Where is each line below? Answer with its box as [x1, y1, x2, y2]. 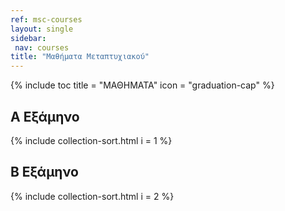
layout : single [10, 24, 74, 34]
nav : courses [14, 42, 70, 53]
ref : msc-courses [10, 14, 83, 25]
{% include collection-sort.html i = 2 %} [10, 190, 175, 202]
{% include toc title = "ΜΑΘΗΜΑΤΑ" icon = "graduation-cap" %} [10, 79, 275, 91]
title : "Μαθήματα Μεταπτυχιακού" [10, 52, 150, 62]
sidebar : [10, 33, 47, 43]
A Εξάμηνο [10, 108, 80, 125]
